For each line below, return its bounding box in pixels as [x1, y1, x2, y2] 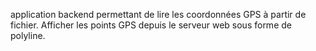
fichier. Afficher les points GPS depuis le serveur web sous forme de [10, 19, 292, 31]
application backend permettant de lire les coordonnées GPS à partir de [10, 9, 307, 20]
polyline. [10, 30, 46, 41]
